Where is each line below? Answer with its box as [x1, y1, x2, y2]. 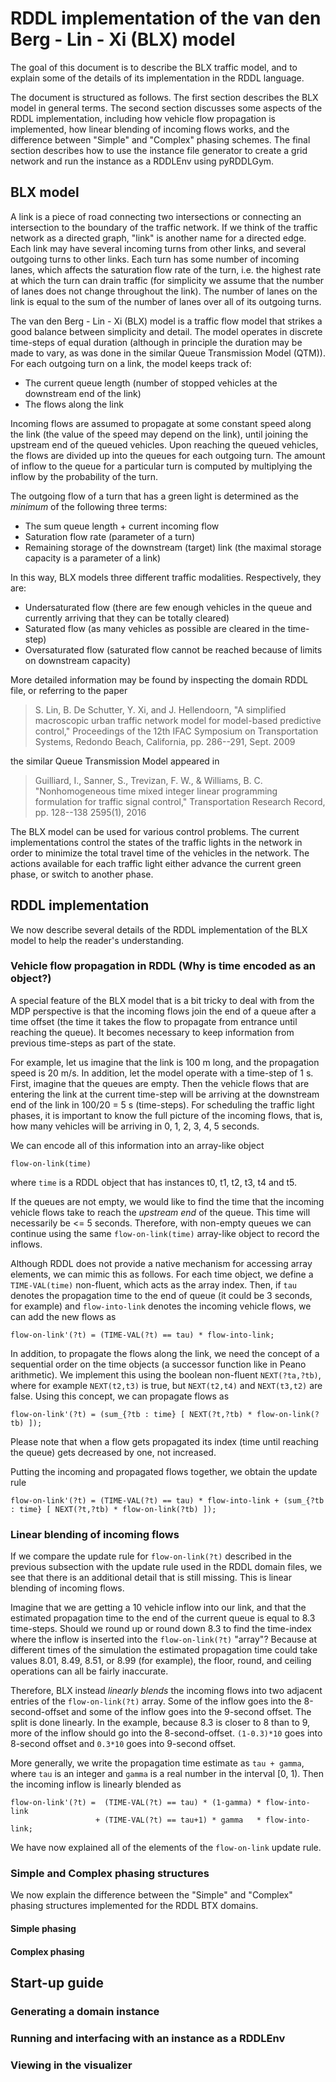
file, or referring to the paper [10, 684, 128, 696]
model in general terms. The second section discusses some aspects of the [10, 102, 323, 114]
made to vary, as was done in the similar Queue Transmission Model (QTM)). [10, 347, 326, 359]
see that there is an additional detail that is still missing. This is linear [10, 1572, 292, 1584]
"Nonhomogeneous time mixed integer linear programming [34, 785, 278, 797]
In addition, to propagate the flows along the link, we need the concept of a [10, 1347, 320, 1359]
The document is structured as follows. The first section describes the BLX [10, 91, 319, 103]
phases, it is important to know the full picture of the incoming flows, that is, [10, 1109, 323, 1121]
